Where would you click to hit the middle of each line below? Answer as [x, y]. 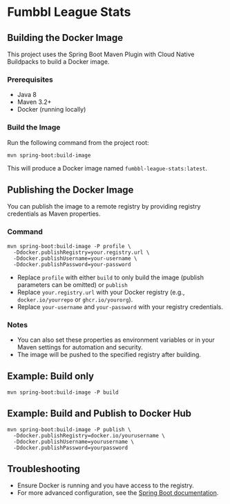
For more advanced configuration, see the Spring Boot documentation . [118, 493]
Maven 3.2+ [34, 102]
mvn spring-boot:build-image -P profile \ [69, 246]
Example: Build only [51, 376]
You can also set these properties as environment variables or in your [116, 340]
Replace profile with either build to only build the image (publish [110, 277]
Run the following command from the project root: [78, 142]
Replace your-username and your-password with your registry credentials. [120, 306]
